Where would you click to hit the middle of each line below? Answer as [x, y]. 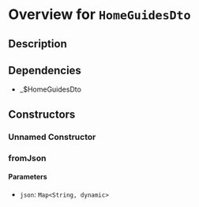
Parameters [28, 177]
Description [38, 44]
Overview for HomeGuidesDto [99, 15]
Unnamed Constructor [52, 137]
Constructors [42, 114]
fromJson [27, 158]
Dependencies [45, 70]
